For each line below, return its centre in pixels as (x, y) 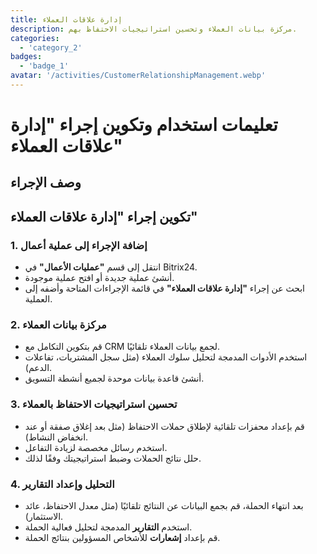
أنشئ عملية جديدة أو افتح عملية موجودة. (99, 278)
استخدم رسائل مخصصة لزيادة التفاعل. (96, 447)
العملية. (38, 299)
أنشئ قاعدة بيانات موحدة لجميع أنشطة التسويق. (114, 378)
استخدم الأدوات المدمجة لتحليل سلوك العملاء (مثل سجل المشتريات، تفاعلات (166, 357)
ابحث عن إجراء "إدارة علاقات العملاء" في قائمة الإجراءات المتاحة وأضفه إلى (165, 288)
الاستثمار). (44, 517)
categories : (35, 38)
